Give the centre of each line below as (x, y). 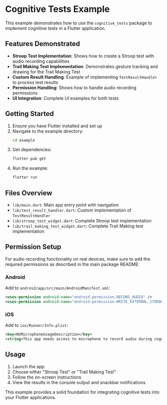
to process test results (35, 82)
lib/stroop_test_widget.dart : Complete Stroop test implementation (82, 221)
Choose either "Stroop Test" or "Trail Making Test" (64, 372)
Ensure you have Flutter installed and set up (57, 126)
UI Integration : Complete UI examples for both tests (65, 98)
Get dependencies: (32, 150)
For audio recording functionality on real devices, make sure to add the (78, 259)
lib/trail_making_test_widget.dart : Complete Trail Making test (78, 226)
